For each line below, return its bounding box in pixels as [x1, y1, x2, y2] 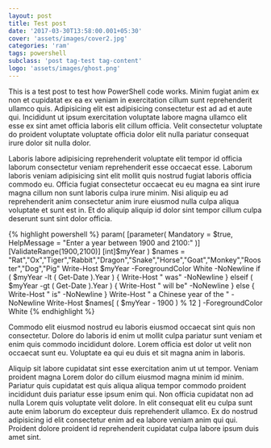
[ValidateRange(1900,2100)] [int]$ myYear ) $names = [8, 246, 186, 256]
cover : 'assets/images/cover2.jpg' [8, 34, 128, 43]
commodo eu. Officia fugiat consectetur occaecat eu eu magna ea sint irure [8, 179, 261, 189]
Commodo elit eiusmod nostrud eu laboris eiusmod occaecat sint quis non [8, 322, 256, 332]
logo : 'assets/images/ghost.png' [8, 65, 121, 73]
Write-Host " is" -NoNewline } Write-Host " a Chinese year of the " [8, 289, 230, 299]
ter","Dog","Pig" [8, 263, 60, 273]
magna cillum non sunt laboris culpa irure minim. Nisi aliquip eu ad [8, 187, 228, 198]
